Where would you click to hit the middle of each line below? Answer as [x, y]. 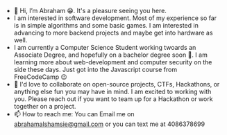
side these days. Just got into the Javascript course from [95, 70]
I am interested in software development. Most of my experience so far [115, 18]
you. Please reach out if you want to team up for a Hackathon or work [113, 99]
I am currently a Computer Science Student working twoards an [105, 47]
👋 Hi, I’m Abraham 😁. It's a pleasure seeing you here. [90, 11]
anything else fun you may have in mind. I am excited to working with [112, 91]
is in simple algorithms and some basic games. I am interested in [106, 25]
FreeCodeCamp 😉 [40, 77]
